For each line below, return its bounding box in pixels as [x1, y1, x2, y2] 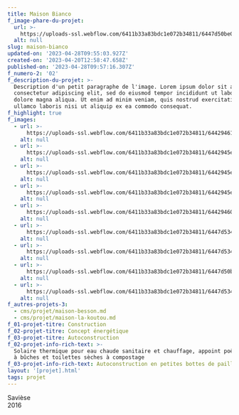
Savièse [7, 393, 31, 401]
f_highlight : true [7, 109, 62, 117]
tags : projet [7, 374, 46, 381]
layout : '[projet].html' [7, 367, 81, 374]
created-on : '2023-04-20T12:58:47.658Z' [7, 57, 129, 64]
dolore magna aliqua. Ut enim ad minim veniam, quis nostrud [14, 97, 199, 104]
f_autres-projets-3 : [7, 301, 69, 308]
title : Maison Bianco [7, 10, 72, 18]
